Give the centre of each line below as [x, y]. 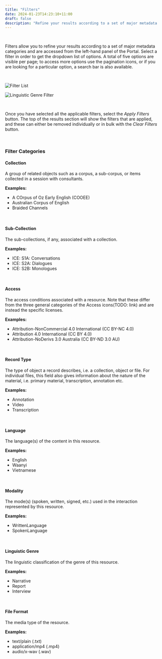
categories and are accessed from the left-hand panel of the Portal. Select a [81, 51]
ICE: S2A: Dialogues [32, 263]
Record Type [18, 360]
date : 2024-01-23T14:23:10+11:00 [39, 14]
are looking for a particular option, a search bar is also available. [69, 67]
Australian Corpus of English [40, 203]
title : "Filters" [23, 9]
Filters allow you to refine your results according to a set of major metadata [80, 46]
